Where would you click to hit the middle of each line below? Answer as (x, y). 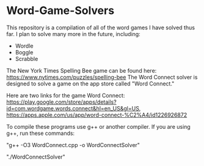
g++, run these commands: (41, 133)
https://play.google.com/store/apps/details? (62, 102)
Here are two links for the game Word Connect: (66, 95)
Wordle (24, 46)
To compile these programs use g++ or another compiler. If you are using (98, 126)
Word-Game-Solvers (60, 11)
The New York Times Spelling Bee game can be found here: (82, 70)
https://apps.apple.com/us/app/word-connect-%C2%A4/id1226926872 (97, 115)
